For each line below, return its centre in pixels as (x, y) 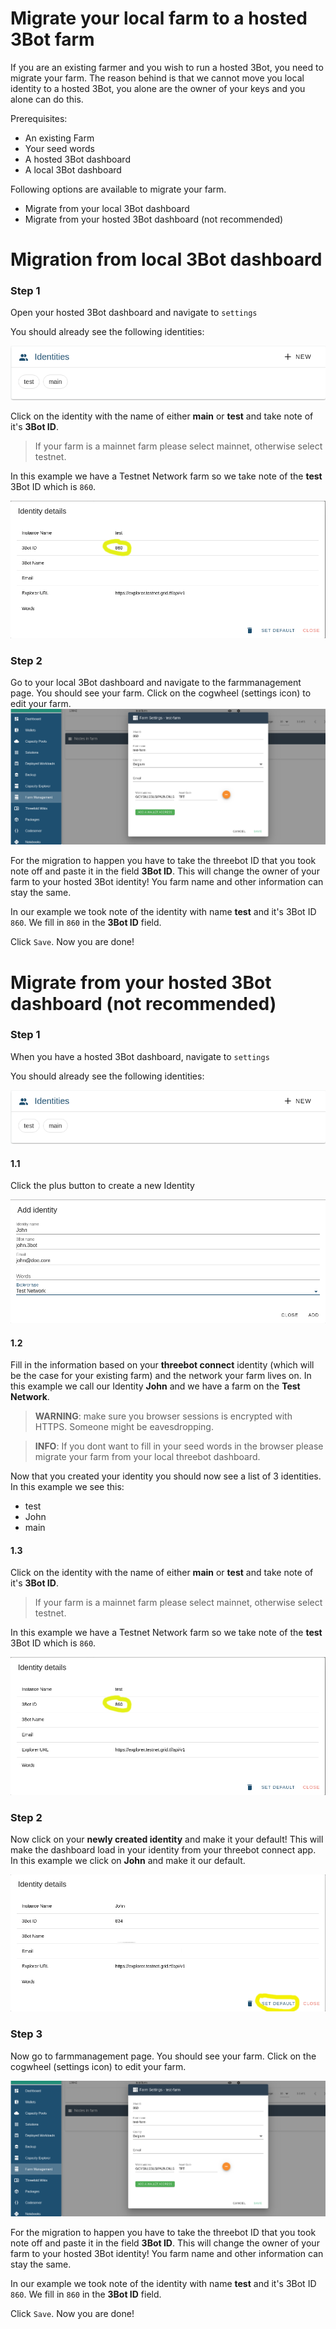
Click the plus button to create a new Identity (102, 1186)
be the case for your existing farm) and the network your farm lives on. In (161, 1376)
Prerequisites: (39, 118)
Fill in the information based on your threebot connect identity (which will (162, 1365)
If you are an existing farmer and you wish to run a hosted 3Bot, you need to (167, 67)
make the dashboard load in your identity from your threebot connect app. (163, 1849)
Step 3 (26, 2034)
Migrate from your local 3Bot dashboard (107, 208)
